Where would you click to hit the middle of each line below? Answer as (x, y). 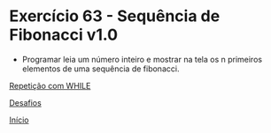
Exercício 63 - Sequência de (115, 16)
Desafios (25, 102)
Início (19, 120)
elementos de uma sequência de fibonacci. (101, 69)
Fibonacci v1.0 (63, 35)
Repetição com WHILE (50, 85)
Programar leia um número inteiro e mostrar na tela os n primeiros (142, 59)
